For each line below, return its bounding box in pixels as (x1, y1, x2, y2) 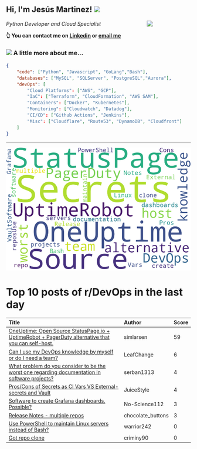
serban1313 (124, 369, 154, 376)
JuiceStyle (124, 386, 150, 393)
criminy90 (124, 434, 149, 441)
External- (95, 383, 119, 390)
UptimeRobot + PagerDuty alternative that (8, 334, 110, 341)
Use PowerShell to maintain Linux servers (8, 420, 109, 427)
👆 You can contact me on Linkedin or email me (6, 32, 121, 39)
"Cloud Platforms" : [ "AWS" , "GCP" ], (27, 87, 117, 93)
